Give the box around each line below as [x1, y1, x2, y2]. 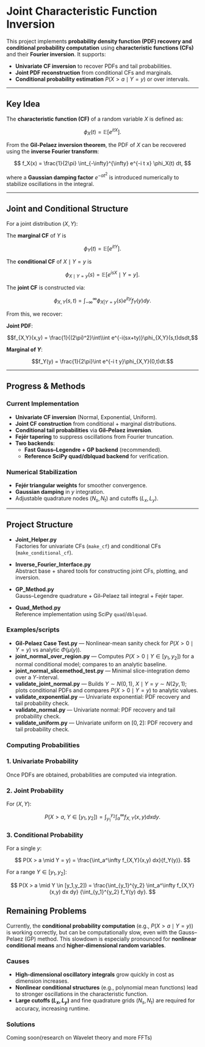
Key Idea [6, 99, 41, 110]
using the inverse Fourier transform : [6, 148, 99, 155]
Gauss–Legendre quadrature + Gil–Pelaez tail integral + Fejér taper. [15, 592, 184, 599]
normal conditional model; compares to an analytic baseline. [15, 660, 167, 668]
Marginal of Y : [6, 346, 43, 353]
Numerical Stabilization [6, 468, 77, 476]
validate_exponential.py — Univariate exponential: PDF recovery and [15, 693, 191, 700]
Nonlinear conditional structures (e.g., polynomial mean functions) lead [15, 984, 198, 991]
